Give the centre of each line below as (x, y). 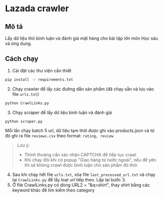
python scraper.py (24, 121)
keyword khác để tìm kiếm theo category (53, 190)
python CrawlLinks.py (27, 103)
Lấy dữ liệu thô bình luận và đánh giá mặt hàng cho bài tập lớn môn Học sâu (81, 38)
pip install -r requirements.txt (39, 79)
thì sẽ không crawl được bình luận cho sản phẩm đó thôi (81, 165)
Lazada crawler (37, 9)
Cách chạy (22, 59)
